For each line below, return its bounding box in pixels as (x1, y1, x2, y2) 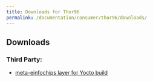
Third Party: (6, 55, 42, 64)
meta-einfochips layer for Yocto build (15, 69, 108, 77)
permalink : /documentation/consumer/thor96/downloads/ (6, 15, 148, 21)
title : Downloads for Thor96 (6, 9, 80, 15)
